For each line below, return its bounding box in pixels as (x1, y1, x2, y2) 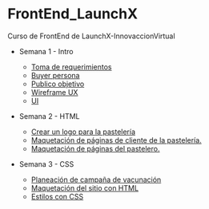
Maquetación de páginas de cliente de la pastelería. (30, 135, 202, 144)
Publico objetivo (30, 79, 85, 89)
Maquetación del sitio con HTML (30, 183, 139, 192)
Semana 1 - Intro (18, 46, 74, 56)
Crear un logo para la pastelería (30, 127, 136, 136)
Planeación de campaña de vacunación (30, 175, 162, 184)
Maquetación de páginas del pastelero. (30, 144, 160, 153)
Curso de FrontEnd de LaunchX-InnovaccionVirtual (7, 31, 175, 41)
